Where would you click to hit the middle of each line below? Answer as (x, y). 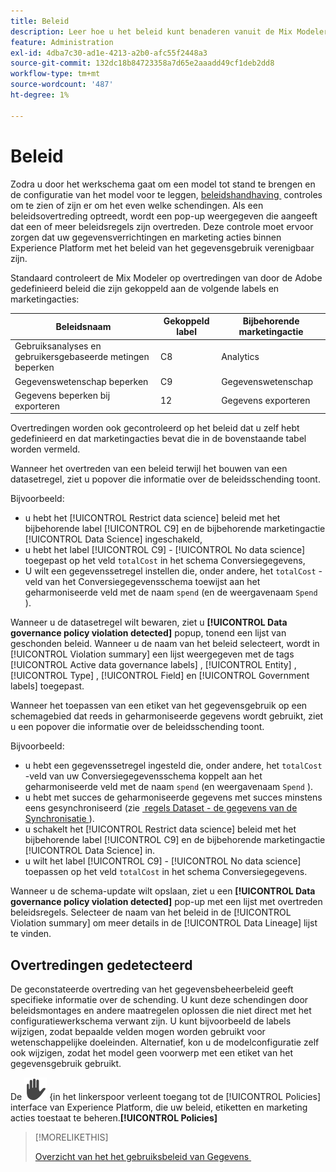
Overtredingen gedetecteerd (101, 965)
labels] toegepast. (47, 686)
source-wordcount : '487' (62, 85)
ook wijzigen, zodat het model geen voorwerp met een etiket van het (152, 1053)
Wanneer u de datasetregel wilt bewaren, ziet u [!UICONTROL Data (149, 622)
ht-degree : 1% (40, 95)
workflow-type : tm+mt (55, 74)
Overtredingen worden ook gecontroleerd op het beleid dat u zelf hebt (155, 428)
